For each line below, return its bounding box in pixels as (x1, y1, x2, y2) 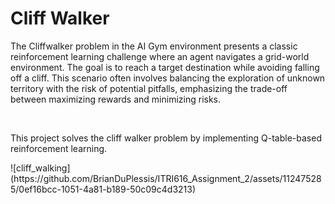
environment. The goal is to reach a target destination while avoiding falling (10, 61, 320, 73)
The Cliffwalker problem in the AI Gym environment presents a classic (10, 40, 298, 52)
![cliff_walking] (10, 162, 71, 174)
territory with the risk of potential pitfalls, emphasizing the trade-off (10, 82, 288, 94)
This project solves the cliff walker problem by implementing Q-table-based (10, 132, 322, 144)
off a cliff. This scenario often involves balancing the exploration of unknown (10, 72, 326, 84)
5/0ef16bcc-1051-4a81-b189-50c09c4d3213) (10, 183, 197, 195)
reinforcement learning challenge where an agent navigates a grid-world (10, 50, 310, 62)
